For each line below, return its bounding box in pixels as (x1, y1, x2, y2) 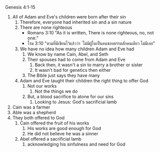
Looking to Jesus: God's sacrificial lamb (34, 99, 117, 105)
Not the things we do (34, 88, 78, 94)
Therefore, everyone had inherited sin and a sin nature (19, 19, 132, 25)
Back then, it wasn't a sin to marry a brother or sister (34, 62, 143, 68)
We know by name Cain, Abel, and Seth (27, 51, 109, 57)
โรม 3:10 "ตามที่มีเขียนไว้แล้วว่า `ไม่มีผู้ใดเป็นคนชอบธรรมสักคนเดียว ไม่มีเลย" (27, 40, 156, 46)
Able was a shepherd (12, 110, 56, 115)
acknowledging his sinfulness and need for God (27, 142, 126, 147)
